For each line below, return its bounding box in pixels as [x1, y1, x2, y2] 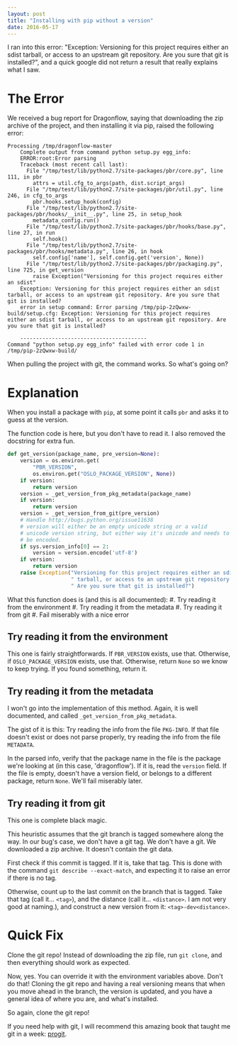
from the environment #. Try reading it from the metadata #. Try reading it [7, 603, 222, 611]
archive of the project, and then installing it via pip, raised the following [7, 121, 215, 130]
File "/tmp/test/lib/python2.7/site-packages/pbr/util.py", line [25, 186, 223, 194]
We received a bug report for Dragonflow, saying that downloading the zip [7, 114, 224, 123]
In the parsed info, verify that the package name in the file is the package [7, 754, 221, 763]
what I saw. [7, 65, 40, 74]
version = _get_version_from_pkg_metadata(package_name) [20, 490, 192, 497]
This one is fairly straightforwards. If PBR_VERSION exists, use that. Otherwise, [7, 649, 231, 658]
